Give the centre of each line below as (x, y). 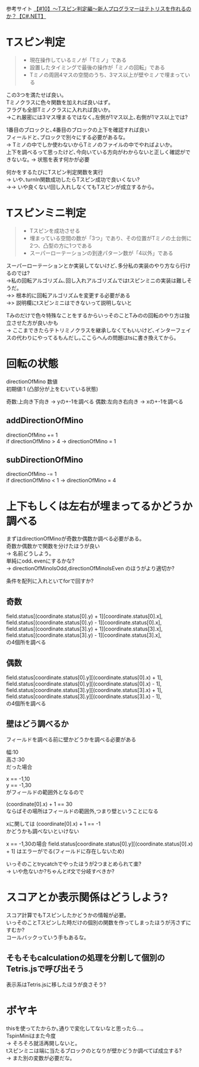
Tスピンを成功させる (55, 231)
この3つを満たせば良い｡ (35, 94)
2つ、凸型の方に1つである (61, 245)
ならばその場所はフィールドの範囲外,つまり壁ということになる (82, 811)
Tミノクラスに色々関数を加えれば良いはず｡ (59, 102)
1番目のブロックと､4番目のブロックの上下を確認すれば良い (78, 130)
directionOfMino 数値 (32, 381)
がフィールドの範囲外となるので (45, 792)
